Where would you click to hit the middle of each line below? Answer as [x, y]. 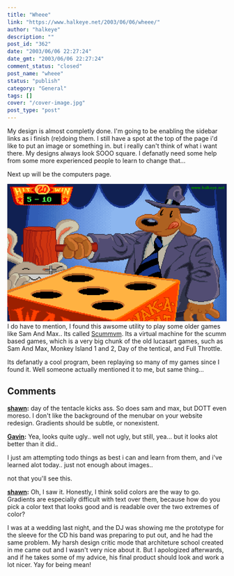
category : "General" [37, 88]
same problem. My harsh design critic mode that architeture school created [116, 542]
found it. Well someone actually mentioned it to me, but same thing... [106, 369]
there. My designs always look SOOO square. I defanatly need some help [112, 153]
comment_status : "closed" [45, 66]
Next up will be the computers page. [59, 174]
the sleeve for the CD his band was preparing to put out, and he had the [110, 535]
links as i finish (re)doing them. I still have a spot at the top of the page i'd [112, 138]
